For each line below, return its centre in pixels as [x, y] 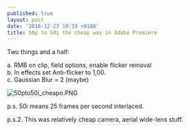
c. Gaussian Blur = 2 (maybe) [48, 80]
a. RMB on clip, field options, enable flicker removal [79, 65]
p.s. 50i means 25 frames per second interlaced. [76, 106]
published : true [30, 13]
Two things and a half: [38, 52]
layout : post [26, 20]
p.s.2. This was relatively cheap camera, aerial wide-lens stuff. [95, 120]
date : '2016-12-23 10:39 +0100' [53, 26]
